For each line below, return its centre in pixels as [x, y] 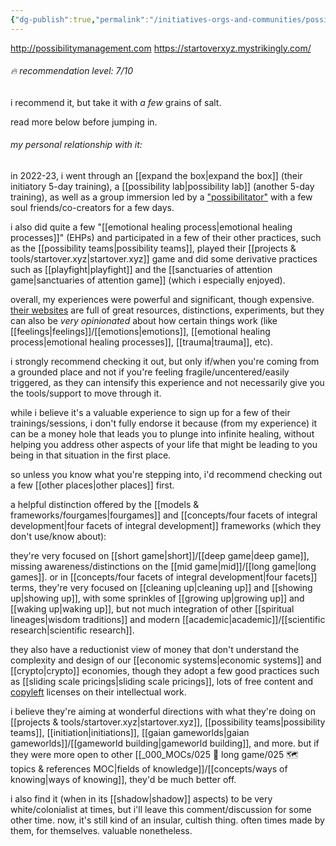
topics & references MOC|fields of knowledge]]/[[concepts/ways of [149, 769]
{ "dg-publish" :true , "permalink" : [80, 19]
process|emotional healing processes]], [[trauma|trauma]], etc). [142, 342]
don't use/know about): [58, 537]
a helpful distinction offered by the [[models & [105, 505]
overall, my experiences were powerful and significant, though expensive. [162, 300]
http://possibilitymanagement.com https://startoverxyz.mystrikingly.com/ [161, 48]
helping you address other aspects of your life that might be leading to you [164, 445]
